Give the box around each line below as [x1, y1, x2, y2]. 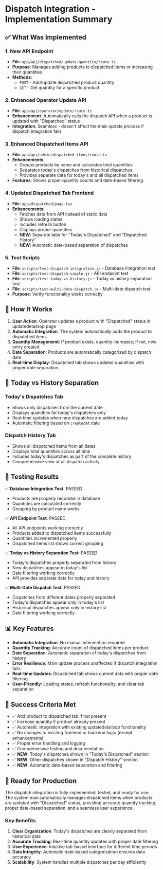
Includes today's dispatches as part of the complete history [12, 453, 131, 459]
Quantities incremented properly [12, 535, 77, 541]
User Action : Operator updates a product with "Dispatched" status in [12, 318, 151, 324]
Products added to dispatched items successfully [12, 530, 111, 536]
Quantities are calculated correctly [12, 500, 82, 507]
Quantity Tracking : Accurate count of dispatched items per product [12, 645, 149, 651]
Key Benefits [5, 817, 36, 824]
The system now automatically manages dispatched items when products [5, 795, 153, 801]
